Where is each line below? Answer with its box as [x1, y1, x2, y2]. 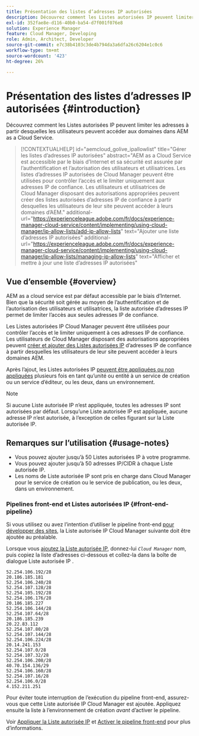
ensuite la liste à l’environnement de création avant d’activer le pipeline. [6, 707, 181, 714]
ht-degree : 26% [6, 58, 44, 64]
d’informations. [6, 725, 43, 732]
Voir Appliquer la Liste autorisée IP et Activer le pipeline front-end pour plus [6, 718, 191, 725]
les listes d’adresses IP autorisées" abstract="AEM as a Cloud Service [20, 152, 191, 159]
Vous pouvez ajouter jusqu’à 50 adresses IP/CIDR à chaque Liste [14, 460, 173, 467]
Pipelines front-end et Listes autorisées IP [6, 500, 130, 508]
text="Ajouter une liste [124, 228, 179, 235]
